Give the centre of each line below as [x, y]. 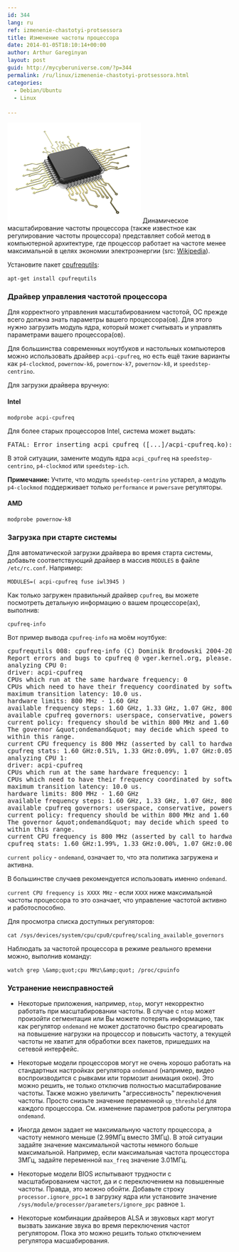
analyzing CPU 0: [37, 666]
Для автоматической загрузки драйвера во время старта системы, [110, 553]
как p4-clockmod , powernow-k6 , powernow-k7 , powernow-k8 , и [92, 364]
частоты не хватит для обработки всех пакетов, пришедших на [114, 1042]
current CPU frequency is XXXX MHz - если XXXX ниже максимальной [110, 892]
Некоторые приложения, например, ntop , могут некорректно [111, 1004]
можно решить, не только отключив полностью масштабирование [119, 1086]
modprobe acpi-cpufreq [41, 417]
